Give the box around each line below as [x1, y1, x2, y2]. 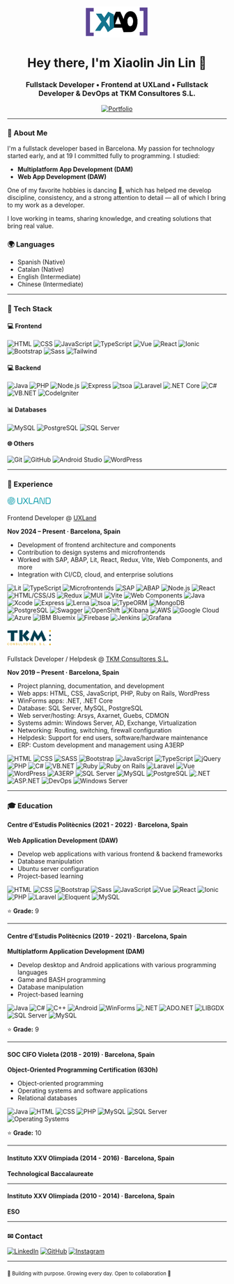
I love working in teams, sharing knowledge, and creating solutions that [7, 214, 212, 222]
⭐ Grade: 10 [7, 1129, 42, 1137]
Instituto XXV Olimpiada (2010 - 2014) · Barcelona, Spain [7, 1192, 175, 1200]
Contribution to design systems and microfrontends [17, 548, 166, 556]
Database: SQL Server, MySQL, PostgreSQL [17, 703, 143, 712]
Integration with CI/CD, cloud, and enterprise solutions [17, 570, 174, 579]
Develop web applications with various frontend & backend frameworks [17, 850, 223, 858]
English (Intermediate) [17, 273, 81, 281]
